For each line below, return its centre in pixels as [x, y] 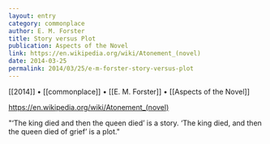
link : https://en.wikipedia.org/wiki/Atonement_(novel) [105, 53]
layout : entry [32, 16]
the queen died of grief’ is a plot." [64, 131]
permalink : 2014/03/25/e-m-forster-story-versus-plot [101, 69]
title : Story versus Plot [52, 38]
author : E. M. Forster [47, 31]
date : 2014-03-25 [38, 61]
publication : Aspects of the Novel [69, 46]
